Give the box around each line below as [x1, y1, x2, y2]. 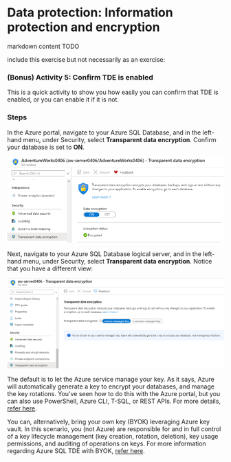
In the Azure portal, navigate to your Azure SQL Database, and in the [7, 128, 201, 137]
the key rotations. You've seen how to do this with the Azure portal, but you [7, 389, 221, 397]
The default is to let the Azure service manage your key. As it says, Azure [7, 375, 215, 383]
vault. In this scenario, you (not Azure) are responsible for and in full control [7, 424, 221, 433]
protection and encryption [7, 19, 160, 35]
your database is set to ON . [7, 143, 85, 151]
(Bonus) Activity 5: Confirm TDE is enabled [7, 72, 153, 82]
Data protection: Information [7, 5, 173, 21]
